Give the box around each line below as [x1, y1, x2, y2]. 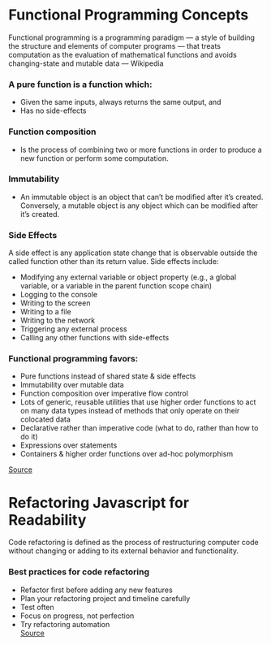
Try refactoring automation [19, 619, 110, 629]
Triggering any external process [19, 324, 127, 334]
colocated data [19, 414, 71, 424]
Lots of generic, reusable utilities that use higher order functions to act [19, 397, 256, 407]
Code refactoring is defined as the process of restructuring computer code [8, 538, 259, 548]
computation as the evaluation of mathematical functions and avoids [8, 50, 237, 59]
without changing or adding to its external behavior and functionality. [8, 546, 239, 556]
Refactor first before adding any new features [19, 585, 173, 595]
